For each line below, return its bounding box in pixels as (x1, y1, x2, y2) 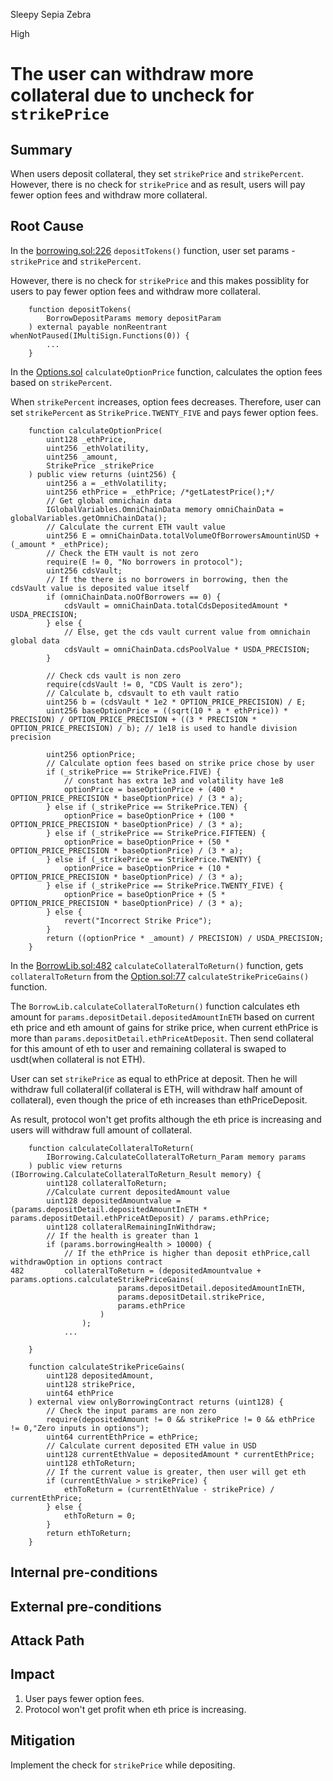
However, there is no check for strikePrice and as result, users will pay (10, 179, 306, 190)
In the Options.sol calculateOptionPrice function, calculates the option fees (10, 365, 323, 378)
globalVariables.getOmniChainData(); (10, 513, 168, 523)
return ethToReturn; (46, 1528, 132, 1538)
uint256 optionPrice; (46, 749, 137, 759)
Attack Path (10, 1632, 85, 1649)
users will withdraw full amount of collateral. (10, 1124, 193, 1136)
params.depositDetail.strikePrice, (117, 1292, 267, 1302)
